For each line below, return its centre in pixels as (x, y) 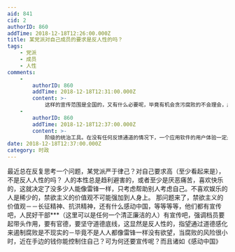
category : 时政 (28, 150)
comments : (22, 72)
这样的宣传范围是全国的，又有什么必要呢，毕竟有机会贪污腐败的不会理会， (136, 105)
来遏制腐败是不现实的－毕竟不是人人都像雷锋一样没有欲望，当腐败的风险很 (114, 232)
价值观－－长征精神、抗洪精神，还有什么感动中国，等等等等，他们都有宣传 (114, 206)
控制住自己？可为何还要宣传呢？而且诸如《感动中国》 (145, 241)
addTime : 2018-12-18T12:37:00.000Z (84, 124)
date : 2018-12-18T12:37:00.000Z (54, 144)
